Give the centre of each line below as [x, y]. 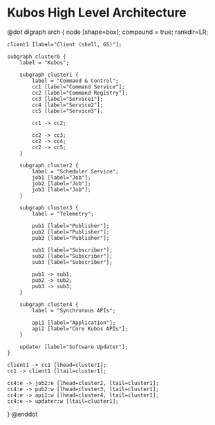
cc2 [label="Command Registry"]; [80, 93]
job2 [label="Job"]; [62, 183]
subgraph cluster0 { [37, 57]
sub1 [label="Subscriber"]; [72, 250]
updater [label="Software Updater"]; [74, 347]
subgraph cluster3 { [49, 208]
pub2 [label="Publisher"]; [71, 232]
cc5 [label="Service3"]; [68, 111]
